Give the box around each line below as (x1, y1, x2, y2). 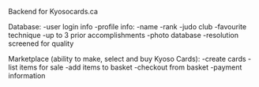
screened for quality (8, 39, 74, 48)
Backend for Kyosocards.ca (8, 7, 99, 16)
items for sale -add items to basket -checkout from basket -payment (19, 62, 242, 72)
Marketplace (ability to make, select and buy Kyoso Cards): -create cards (8, 55, 246, 63)
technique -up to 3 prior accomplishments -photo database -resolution (8, 31, 239, 40)
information (8, 71, 46, 80)
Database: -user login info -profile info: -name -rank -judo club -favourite (8, 22, 247, 31)
